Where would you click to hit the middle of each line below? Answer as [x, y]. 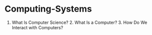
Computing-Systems [48, 9]
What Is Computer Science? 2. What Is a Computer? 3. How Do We [79, 22]
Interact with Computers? [37, 27]
